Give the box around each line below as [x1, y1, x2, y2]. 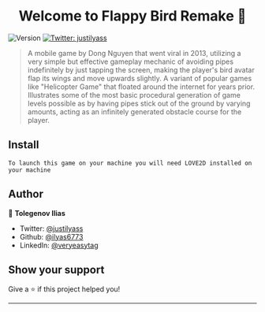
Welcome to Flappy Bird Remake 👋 [18, 7, 247, 25]
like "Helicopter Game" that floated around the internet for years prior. [27, 82, 255, 91]
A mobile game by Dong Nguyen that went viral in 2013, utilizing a [27, 48, 241, 58]
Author [8, 188, 43, 201]
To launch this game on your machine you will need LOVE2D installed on [8, 159, 252, 167]
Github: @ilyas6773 [19, 232, 84, 241]
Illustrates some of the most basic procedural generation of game [27, 90, 241, 99]
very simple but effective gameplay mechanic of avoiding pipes [27, 57, 234, 66]
